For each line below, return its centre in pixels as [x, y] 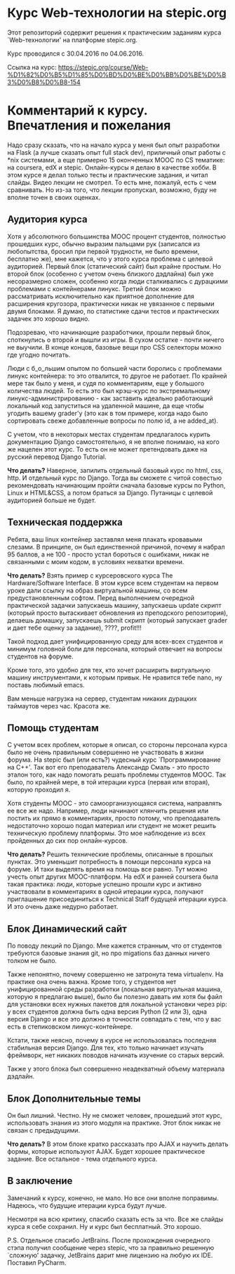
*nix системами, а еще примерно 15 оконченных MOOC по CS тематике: [116, 160]
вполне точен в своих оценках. [54, 197]
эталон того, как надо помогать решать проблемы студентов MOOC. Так [117, 775]
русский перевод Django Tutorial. [57, 457]
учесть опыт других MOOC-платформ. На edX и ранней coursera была [113, 877]
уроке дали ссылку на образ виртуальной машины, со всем [98, 590]
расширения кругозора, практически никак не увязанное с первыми [111, 303]
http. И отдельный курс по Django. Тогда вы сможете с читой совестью [115, 478]
